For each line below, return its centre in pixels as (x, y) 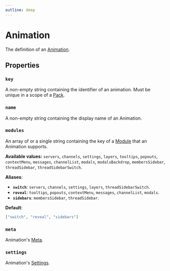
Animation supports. (26, 146)
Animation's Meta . (24, 240)
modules (15, 131)
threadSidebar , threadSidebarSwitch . (44, 167)
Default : (14, 207)
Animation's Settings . (27, 263)
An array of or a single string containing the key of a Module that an (76, 141)
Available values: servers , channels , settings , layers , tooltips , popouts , (81, 156)
